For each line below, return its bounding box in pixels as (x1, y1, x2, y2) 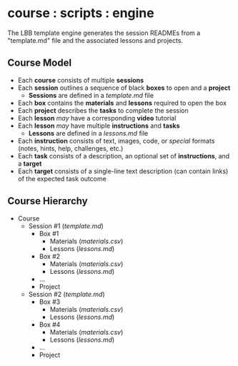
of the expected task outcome (17, 174, 107, 183)
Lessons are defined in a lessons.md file (28, 128, 149, 137)
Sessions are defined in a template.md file (28, 91, 154, 99)
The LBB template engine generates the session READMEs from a (7, 29, 201, 37)
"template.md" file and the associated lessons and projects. (7, 36, 184, 44)
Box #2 (39, 252, 61, 260)
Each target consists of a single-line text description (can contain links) (17, 166, 229, 176)
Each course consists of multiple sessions (17, 76, 144, 84)
